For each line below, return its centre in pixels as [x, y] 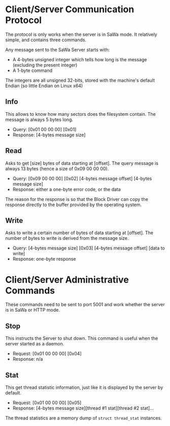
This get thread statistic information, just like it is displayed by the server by [84, 387]
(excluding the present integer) [45, 65]
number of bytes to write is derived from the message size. [67, 238]
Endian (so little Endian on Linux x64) [44, 86]
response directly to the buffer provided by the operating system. [74, 205]
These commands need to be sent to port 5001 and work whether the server [85, 305]
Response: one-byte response [44, 259]
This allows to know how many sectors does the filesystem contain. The [80, 114]
